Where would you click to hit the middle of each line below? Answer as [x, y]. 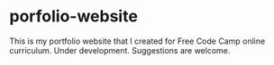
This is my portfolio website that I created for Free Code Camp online [137, 41]
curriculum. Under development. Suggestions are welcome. [120, 50]
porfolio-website [73, 16]
